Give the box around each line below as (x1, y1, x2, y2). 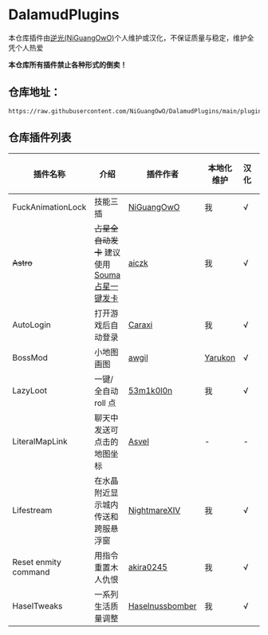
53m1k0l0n (128, 385, 173, 396)
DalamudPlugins (8, 6, 120, 24)
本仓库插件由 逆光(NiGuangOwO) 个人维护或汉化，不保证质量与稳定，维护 (8, 33, 247, 42)
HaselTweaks (12, 600, 63, 611)
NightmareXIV (128, 504, 181, 515)
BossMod (12, 352, 48, 363)
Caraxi (128, 319, 153, 330)
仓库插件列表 (8, 131, 72, 144)
